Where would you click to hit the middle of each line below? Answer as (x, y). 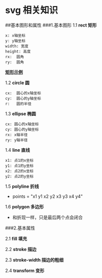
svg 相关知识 (32, 10)
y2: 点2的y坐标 (19, 176)
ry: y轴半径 (16, 140)
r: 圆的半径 (18, 104)
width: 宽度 (17, 46)
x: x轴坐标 (15, 36)
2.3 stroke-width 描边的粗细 (34, 260)
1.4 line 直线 (17, 150)
